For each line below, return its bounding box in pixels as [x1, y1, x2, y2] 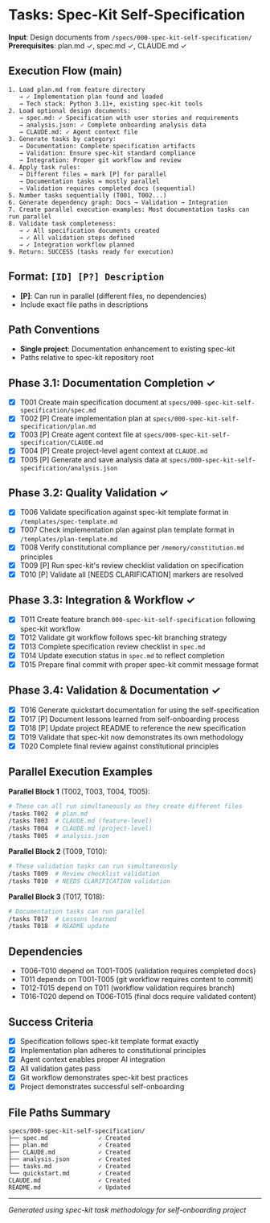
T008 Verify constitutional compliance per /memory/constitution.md [19, 542, 245, 553]
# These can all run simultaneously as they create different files [8, 802, 243, 810]
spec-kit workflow [19, 624, 80, 633]
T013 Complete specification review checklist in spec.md [19, 641, 206, 651]
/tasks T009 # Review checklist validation [8, 869, 160, 877]
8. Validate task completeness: [8, 219, 117, 227]
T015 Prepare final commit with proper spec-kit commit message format [19, 659, 259, 670]
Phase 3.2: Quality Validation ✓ [8, 486, 169, 500]
